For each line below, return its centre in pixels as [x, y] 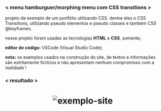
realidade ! [16, 68]
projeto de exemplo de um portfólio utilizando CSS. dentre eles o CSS [76, 18]
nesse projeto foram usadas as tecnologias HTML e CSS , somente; [73, 38]
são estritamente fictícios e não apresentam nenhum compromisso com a [80, 63]
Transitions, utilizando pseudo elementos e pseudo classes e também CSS [81, 23]
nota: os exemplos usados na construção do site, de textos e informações [80, 57]
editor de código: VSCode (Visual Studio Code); [54, 48]
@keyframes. [19, 29]
